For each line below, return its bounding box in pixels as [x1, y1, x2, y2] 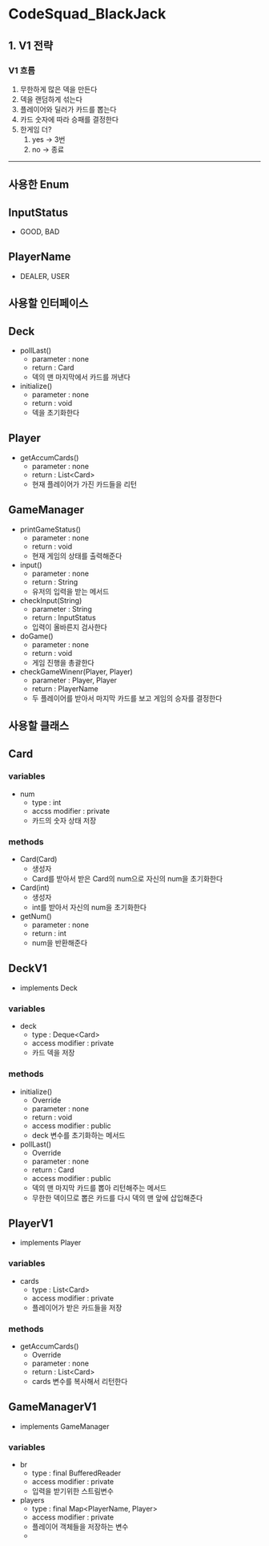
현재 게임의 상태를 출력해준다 [31, 551, 122, 561]
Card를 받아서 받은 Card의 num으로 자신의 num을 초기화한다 [31, 874, 223, 884]
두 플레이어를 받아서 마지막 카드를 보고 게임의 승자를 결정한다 [31, 693, 223, 702]
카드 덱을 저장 [31, 1048, 75, 1058]
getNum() [19, 912, 52, 921]
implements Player [19, 1238, 82, 1248]
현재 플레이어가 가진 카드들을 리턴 [31, 479, 138, 489]
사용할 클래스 [8, 719, 70, 733]
